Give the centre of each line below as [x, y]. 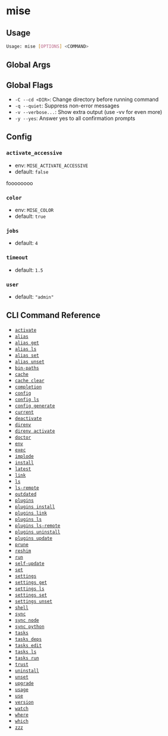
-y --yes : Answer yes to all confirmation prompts [75, 118]
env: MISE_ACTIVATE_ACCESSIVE [51, 165]
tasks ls [26, 652]
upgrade [24, 683]
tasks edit [28, 645]
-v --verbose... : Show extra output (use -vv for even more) [88, 112]
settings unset [34, 601]
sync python [29, 626]
